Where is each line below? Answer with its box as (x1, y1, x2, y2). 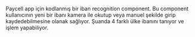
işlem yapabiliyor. (5, 24, 48, 31)
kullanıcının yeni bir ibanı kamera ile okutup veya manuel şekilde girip (5, 11, 176, 18)
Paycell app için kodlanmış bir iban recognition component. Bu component (5, 5, 189, 12)
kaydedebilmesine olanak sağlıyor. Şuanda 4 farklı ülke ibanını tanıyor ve (5, 18, 184, 24)
